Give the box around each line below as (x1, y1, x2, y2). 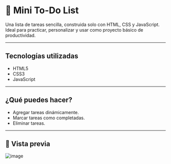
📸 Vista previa (5, 140, 50, 148)
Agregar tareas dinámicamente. (12, 109, 79, 115)
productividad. (5, 32, 36, 38)
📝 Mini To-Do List (5, 5, 79, 16)
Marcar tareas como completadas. (12, 115, 85, 121)
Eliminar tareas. (12, 120, 46, 126)
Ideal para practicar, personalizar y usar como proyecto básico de (5, 26, 144, 33)
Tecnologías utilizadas (5, 52, 78, 61)
